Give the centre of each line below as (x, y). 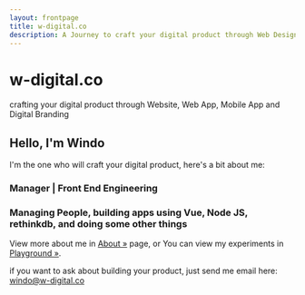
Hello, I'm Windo (57, 143)
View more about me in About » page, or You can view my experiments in (147, 244)
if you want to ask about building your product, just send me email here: (144, 271)
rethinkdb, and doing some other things (98, 223)
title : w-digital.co (49, 26)
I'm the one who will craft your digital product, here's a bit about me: (137, 165)
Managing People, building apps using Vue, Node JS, (128, 212)
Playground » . (35, 253)
